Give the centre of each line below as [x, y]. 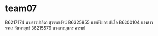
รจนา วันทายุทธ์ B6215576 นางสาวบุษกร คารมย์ [45, 28]
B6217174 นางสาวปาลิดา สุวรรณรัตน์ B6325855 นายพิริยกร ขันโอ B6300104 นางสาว [79, 22]
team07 [21, 9]
